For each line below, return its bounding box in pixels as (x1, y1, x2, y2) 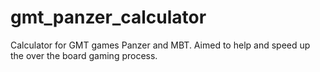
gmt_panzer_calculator (10, 6, 207, 29)
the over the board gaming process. (10, 49, 158, 61)
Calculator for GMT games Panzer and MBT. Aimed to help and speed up (10, 39, 311, 51)
